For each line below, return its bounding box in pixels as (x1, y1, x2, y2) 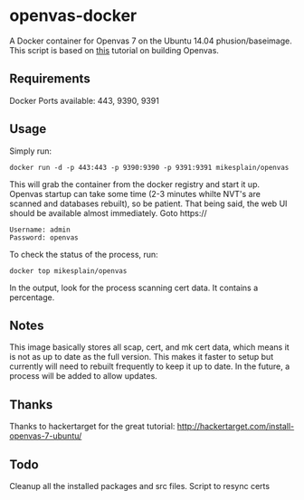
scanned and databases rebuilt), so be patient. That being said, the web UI (9, 198, 288, 209)
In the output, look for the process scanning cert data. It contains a (9, 282, 259, 293)
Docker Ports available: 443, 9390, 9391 (9, 95, 160, 106)
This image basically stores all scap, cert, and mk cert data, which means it (9, 342, 290, 353)
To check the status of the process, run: (9, 249, 158, 259)
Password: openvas (9, 232, 79, 242)
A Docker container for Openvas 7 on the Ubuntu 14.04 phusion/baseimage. (9, 35, 292, 46)
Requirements (9, 71, 90, 87)
